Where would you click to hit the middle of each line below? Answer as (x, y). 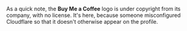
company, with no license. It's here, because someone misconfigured (94, 15)
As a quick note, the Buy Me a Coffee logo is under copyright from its (94, 9)
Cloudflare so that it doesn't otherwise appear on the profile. (82, 22)
